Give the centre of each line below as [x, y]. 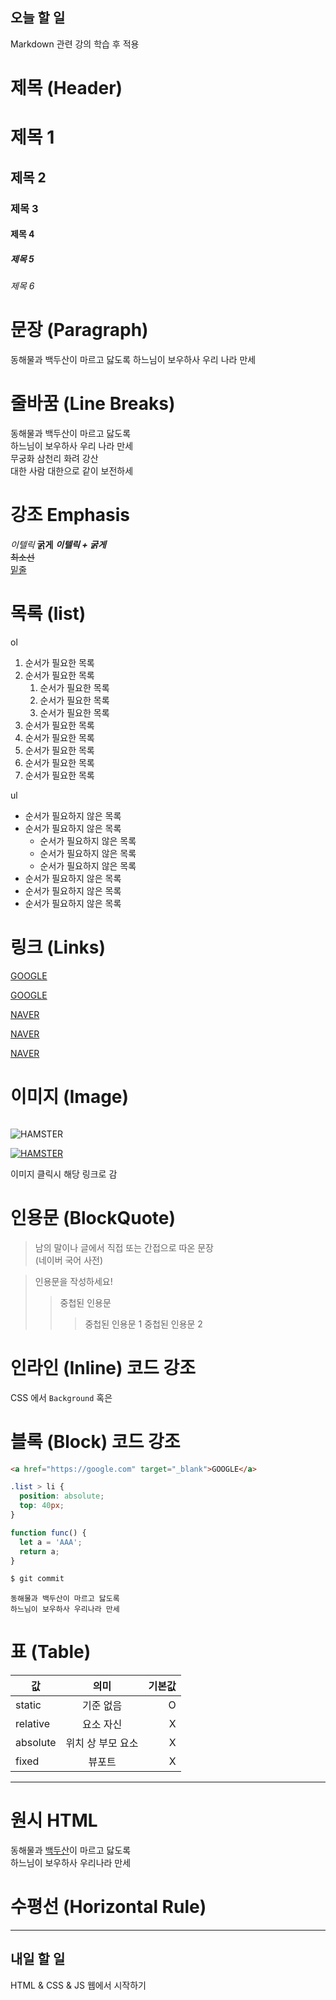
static [28, 1705]
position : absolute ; [62, 1496]
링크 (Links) [58, 947]
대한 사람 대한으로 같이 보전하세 [72, 470]
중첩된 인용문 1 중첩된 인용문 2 [143, 1324]
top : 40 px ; [42, 1506]
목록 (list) [48, 614]
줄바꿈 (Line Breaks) [93, 404]
